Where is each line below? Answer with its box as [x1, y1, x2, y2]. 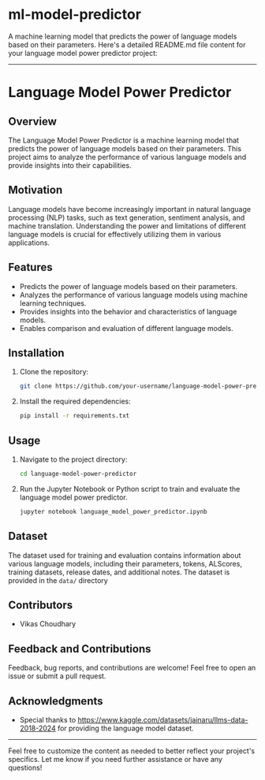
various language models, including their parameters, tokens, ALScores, [8, 559, 243, 568]
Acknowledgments [8, 694, 104, 708]
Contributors [8, 598, 73, 611]
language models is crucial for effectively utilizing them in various [8, 229, 222, 239]
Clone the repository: [19, 367, 89, 377]
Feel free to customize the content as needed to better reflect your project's [8, 746, 256, 756]
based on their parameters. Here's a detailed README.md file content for [8, 39, 246, 49]
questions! [8, 763, 43, 772]
